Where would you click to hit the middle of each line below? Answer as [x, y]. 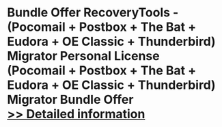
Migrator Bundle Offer [70, 100]
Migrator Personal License [83, 56]
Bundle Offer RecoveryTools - [93, 13]
